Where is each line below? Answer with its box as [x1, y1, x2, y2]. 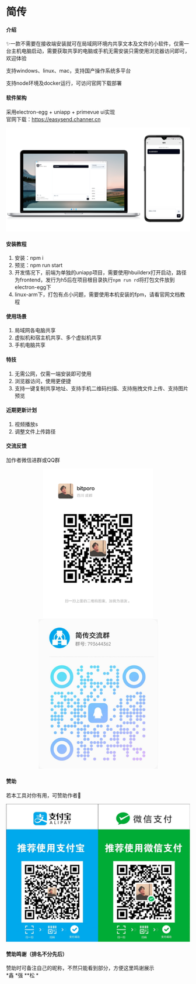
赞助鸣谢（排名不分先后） [6, 950, 68, 957]
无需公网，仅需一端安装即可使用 [14, 370, 92, 377]
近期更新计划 [6, 407, 37, 414]
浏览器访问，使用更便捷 [14, 377, 71, 384]
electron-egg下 [14, 284, 51, 291]
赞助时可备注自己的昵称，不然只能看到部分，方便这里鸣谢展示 [6, 965, 155, 972]
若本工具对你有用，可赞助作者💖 [6, 792, 82, 799]
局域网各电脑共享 [14, 327, 56, 334]
